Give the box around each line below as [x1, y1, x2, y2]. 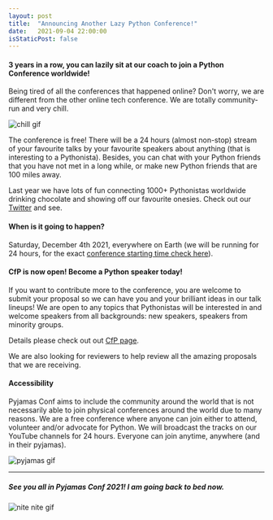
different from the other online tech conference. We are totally [8, 95, 217, 105]
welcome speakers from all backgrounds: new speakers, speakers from [8, 311, 248, 321]
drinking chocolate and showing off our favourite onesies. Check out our [8, 194, 252, 204]
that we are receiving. [8, 360, 81, 369]
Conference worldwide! [8, 68, 91, 78]
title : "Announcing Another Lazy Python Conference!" [8, 20, 198, 28]
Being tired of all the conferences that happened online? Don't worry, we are [8, 86, 265, 96]
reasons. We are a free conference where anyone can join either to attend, [8, 414, 258, 424]
